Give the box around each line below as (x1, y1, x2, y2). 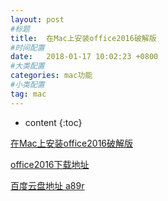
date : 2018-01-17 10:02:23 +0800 (10, 52, 159, 62)
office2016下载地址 (10, 158, 90, 170)
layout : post (10, 14, 65, 25)
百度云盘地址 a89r (10, 179, 85, 191)
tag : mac (10, 89, 47, 99)
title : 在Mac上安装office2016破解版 (10, 33, 157, 43)
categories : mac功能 (10, 71, 93, 81)
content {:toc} (24, 116, 83, 128)
